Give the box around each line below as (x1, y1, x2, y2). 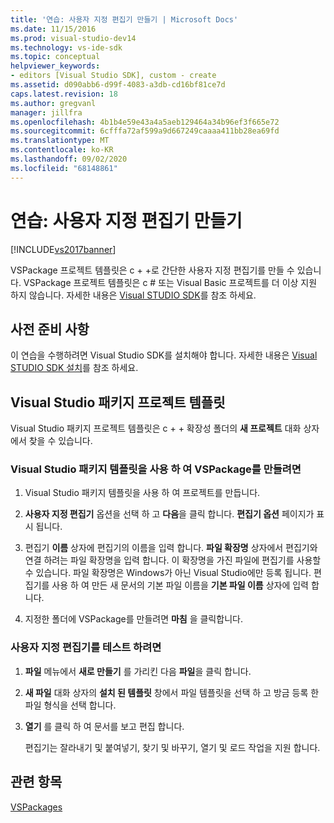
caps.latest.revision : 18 (10, 89, 118, 99)
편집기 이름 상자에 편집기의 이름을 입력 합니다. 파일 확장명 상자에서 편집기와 (24, 542, 318, 554)
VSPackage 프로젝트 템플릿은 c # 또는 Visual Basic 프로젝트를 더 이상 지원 (23, 276, 318, 288)
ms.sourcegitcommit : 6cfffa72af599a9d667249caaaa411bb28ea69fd (10, 126, 280, 136)
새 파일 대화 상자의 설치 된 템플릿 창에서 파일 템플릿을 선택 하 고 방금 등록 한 (24, 686, 320, 698)
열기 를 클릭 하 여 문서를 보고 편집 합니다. (24, 720, 185, 732)
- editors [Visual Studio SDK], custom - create (10, 71, 217, 81)
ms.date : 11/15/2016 (10, 24, 97, 34)
